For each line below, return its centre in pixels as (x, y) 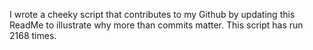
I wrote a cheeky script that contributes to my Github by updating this (152, 14)
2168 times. (33, 35)
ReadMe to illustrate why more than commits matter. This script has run (156, 25)
